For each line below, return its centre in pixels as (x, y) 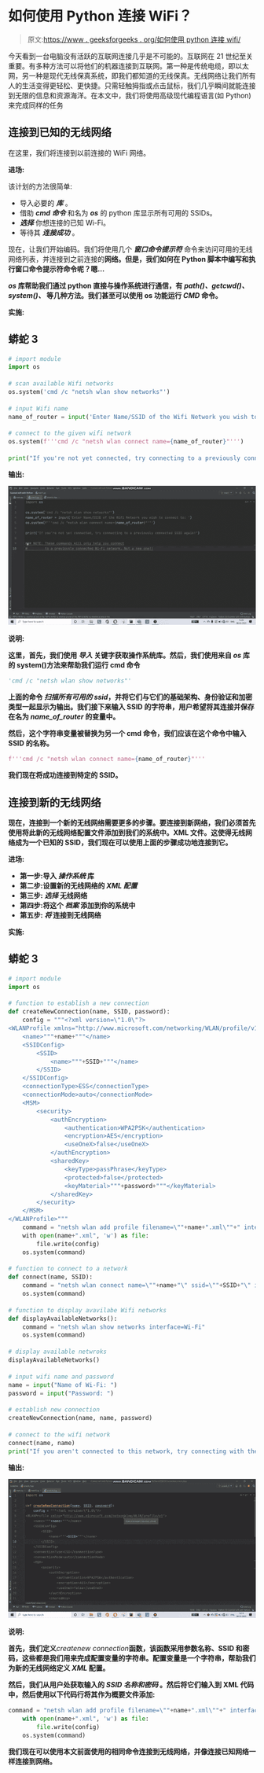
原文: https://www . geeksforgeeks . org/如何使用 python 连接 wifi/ (134, 39)
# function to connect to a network (68, 1269)
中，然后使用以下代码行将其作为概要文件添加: (82, 1694)
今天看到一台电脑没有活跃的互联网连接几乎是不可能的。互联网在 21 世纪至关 (131, 56)
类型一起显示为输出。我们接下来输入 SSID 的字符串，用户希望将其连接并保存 (132, 707)
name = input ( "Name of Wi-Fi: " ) (63, 1385)
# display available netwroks (58, 1352)
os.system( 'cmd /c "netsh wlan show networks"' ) (89, 392)
